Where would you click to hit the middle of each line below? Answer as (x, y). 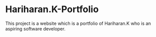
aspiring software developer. (35, 28)
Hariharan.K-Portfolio (52, 9)
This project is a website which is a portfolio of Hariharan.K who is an (78, 23)
